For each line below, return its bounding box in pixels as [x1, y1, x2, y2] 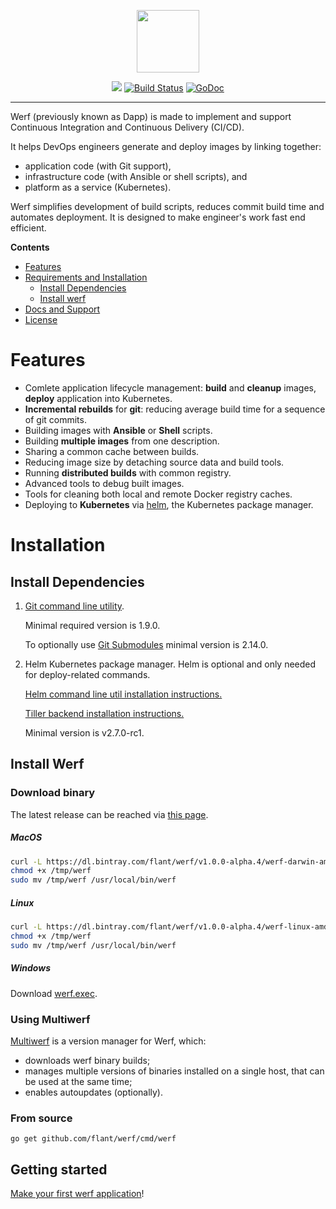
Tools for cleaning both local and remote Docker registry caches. [24, 488, 293, 500]
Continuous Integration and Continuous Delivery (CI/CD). [10, 121, 245, 133]
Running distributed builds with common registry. [24, 466, 232, 479]
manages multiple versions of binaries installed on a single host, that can [24, 1065, 325, 1077]
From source [10, 1111, 73, 1125]
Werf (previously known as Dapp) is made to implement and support [10, 111, 292, 122]
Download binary [10, 786, 96, 800]
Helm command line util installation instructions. [24, 688, 223, 700]
